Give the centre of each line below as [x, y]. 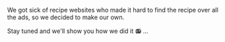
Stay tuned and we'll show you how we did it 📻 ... [78, 31]
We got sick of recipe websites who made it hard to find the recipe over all [113, 10]
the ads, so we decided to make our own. [66, 17]
